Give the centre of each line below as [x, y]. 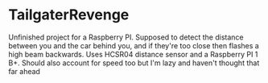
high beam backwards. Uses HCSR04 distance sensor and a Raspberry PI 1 [133, 54]
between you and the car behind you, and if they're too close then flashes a [134, 45]
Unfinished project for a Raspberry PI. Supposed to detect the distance [126, 37]
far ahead [24, 71]
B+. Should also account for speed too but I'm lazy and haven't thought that [134, 63]
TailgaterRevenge [69, 15]
